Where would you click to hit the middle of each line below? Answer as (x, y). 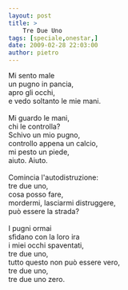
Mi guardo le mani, (39, 118)
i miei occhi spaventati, (46, 245)
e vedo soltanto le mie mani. (55, 101)
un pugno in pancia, (41, 84)
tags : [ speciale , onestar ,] (53, 38)
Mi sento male (32, 75)
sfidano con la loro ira (44, 237)
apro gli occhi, (32, 92)
